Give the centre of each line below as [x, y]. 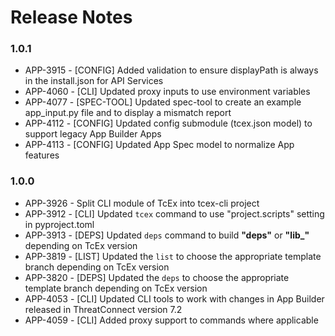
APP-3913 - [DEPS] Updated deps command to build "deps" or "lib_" [167, 235]
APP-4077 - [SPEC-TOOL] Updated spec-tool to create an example [163, 102]
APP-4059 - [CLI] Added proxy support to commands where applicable [171, 320]
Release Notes [71, 17]
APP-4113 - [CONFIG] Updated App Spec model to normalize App [159, 145]
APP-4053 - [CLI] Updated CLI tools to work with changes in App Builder [174, 298]
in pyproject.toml [59, 224]
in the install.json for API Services [94, 81]
